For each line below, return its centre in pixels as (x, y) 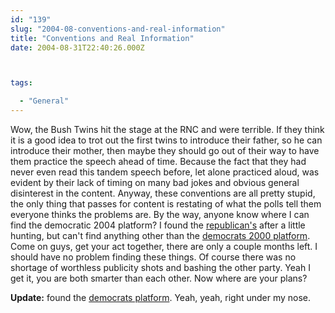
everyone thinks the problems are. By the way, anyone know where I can (160, 214)
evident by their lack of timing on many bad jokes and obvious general (155, 182)
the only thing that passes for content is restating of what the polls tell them (166, 204)
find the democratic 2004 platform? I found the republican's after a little (158, 225)
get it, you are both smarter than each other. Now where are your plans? (159, 278)
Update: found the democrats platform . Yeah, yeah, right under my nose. (161, 297)
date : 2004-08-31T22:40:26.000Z (77, 47)
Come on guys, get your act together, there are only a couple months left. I (164, 246)
